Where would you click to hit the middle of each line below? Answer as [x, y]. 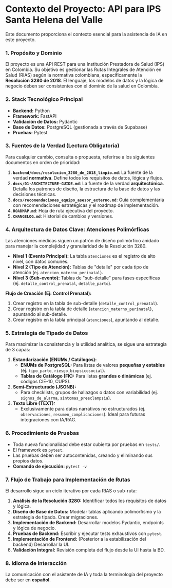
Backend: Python [31, 111]
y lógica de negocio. [34, 528]
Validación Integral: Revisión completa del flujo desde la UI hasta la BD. [89, 550]
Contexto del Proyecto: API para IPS [83, 9]
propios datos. [28, 460]
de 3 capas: [18, 350]
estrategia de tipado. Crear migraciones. [55, 517]
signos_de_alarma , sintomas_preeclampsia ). [66, 398]
